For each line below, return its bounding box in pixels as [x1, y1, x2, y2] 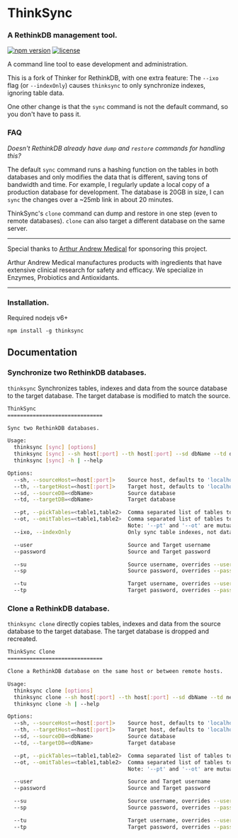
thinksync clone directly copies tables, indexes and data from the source [7, 620, 221, 628]
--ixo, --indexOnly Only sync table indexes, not [13, 528, 217, 536]
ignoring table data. [7, 89, 64, 97]
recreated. [7, 635, 38, 643]
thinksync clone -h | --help [13, 700, 100, 708]
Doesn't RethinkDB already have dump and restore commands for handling [7, 144, 225, 152]
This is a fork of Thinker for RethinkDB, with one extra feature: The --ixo [7, 74, 219, 82]
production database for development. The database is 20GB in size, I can [7, 188, 225, 196]
